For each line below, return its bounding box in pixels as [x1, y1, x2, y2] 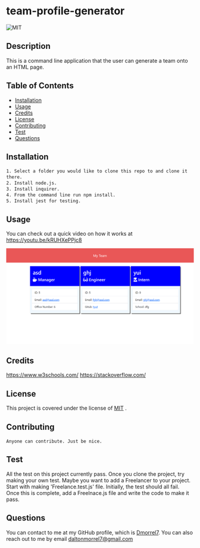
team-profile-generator [6, 4, 125, 18]
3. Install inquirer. [6, 186, 60, 192]
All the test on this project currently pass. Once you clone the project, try [6, 470, 185, 478]
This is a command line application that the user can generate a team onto [6, 57, 189, 64]
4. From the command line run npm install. [6, 192, 116, 198]
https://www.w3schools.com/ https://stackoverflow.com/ [6, 371, 146, 379]
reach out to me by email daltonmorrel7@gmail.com [6, 535, 133, 542]
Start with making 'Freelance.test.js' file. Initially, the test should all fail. [6, 483, 180, 490]
